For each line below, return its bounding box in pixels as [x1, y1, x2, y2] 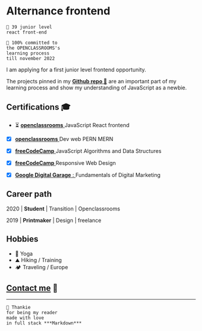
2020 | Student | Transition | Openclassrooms [6, 205, 120, 212]
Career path [6, 189, 52, 199]
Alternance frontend [6, 4, 111, 18]
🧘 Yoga [14, 250, 33, 257]
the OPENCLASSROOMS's [6, 45, 61, 51]
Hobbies [6, 234, 39, 244]
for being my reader [6, 310, 58, 316]
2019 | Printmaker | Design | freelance [6, 216, 102, 224]
